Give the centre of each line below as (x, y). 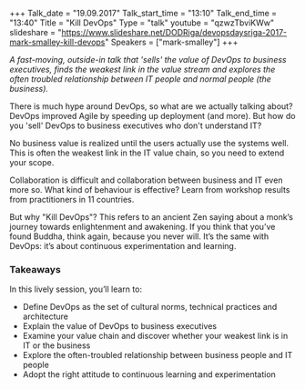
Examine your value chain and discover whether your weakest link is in (155, 336)
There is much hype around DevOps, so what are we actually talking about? (151, 106)
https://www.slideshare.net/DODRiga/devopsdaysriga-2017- (174, 32)
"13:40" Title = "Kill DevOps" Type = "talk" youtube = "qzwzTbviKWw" (142, 23)
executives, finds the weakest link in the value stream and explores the (142, 69)
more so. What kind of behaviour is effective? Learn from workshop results (150, 190)
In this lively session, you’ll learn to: (76, 289)
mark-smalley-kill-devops (57, 42)
